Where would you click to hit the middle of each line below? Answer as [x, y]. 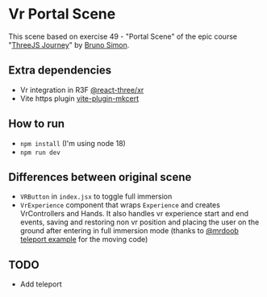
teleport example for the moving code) [84, 240]
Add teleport [41, 284]
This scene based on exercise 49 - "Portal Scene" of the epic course [123, 36]
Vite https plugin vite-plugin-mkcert [79, 98]
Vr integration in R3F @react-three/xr [82, 90]
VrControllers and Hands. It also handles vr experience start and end [134, 214]
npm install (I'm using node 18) [73, 143]
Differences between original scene [100, 177]
